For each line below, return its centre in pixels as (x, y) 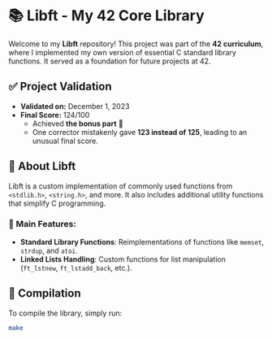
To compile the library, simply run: (65, 313)
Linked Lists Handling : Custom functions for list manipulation (123, 259)
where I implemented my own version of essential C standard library (123, 52)
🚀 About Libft (42, 166)
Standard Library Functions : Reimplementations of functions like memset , (142, 241)
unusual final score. (65, 141)
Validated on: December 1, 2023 (75, 106)
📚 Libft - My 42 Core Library (106, 16)
